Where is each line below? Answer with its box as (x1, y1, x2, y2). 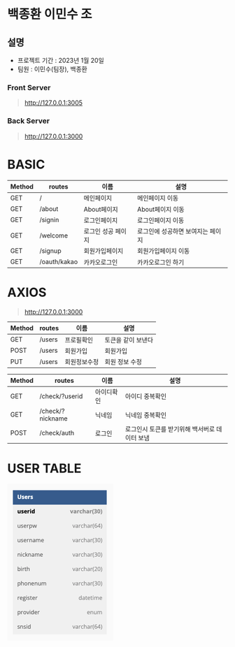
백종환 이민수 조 (7, 6, 92, 22)
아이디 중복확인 (124, 392, 166, 400)
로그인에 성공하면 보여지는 (137, 227, 208, 235)
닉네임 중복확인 (124, 410, 166, 419)
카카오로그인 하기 (137, 258, 185, 266)
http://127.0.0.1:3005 (24, 99, 83, 107)
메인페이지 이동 (137, 194, 179, 203)
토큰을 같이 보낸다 (104, 335, 154, 344)
